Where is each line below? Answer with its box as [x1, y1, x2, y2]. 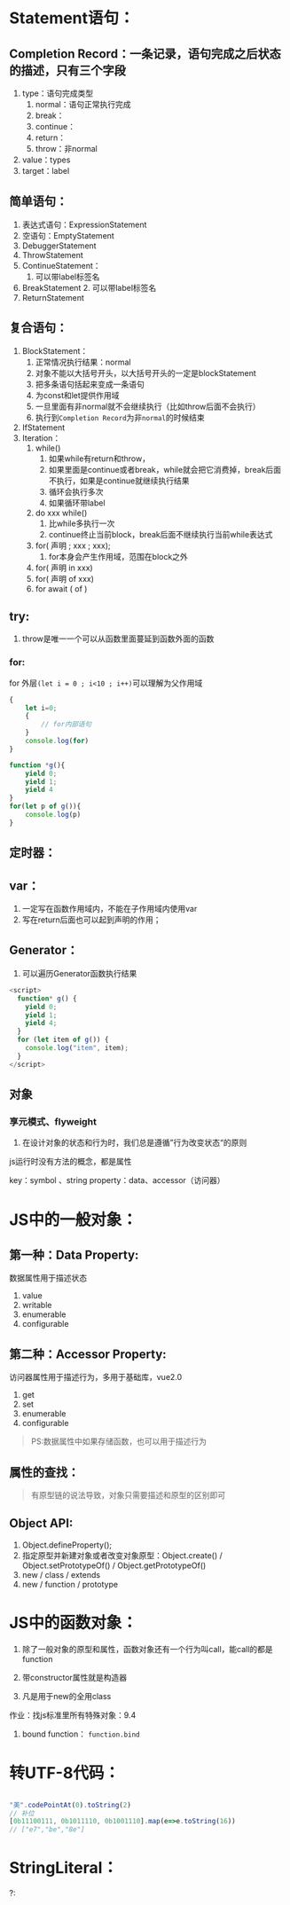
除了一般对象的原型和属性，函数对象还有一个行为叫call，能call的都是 [21, 1643, 273, 1654]
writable [21, 1300, 52, 1311]
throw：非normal [35, 144, 98, 153]
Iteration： [21, 432, 61, 443]
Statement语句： [9, 8, 135, 28]
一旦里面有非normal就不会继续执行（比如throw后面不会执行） [35, 401, 261, 412]
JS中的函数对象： [9, 1612, 137, 1633]
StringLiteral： [9, 1858, 118, 1878]
